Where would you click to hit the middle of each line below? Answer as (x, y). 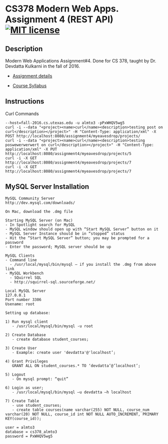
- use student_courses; (37, 405)
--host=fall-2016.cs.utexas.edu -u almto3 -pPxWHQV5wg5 (65, 123)
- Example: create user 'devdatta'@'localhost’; (64, 352)
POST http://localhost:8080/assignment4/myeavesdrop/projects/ (73, 136)
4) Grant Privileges (27, 361)
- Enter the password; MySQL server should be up (58, 247)
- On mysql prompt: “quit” (40, 379)
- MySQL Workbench (24, 273)
